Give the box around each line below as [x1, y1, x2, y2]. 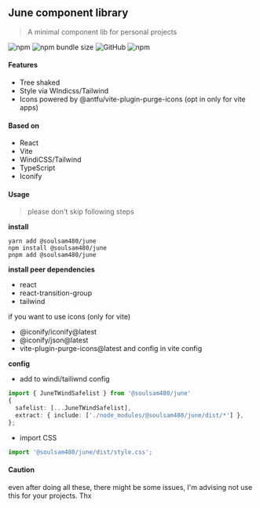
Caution [8, 465, 35, 474]
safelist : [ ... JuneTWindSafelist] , [15, 404, 132, 412]
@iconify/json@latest [19, 335, 89, 345]
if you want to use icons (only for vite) [8, 312, 131, 321]
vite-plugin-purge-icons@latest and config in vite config [19, 344, 203, 353]
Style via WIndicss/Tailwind [19, 86, 109, 96]
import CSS [19, 433, 57, 442]
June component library [8, 6, 129, 20]
